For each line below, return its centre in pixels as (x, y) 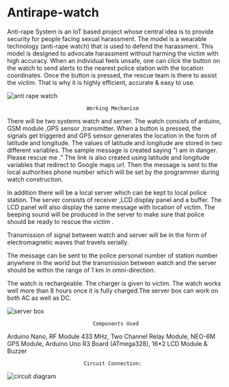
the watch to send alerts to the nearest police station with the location (105, 68)
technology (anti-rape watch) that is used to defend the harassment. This (110, 46)
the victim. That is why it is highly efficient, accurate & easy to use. (101, 82)
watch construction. (35, 179)
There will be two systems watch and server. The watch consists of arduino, (114, 121)
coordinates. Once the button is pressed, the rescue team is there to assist (112, 75)
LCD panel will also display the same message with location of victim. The (111, 207)
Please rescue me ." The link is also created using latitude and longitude (108, 157)
